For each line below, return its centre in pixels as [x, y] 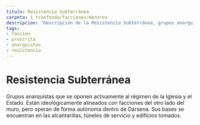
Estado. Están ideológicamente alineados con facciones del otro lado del [95, 102]
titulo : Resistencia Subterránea [48, 12]
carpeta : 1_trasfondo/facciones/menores [57, 17]
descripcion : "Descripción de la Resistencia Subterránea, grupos [90, 23]
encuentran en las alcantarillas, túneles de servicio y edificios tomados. [94, 115]
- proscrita [21, 39]
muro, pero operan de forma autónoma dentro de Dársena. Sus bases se [95, 109]
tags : [13, 28]
